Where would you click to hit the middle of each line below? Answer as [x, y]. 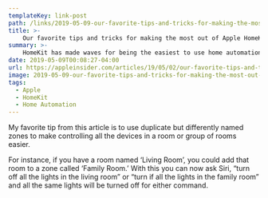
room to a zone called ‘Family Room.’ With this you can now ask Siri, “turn [129, 168]
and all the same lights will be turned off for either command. [108, 185]
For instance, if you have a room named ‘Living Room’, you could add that [129, 160]
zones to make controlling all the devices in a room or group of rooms [122, 136]
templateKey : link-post [48, 16]
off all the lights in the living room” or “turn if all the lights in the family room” [134, 177]
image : [19, 75]
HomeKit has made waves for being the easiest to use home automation [142, 53]
